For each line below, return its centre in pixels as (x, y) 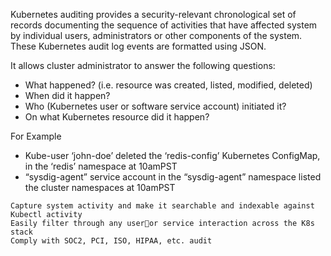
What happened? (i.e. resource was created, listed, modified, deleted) (168, 85)
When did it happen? (67, 95)
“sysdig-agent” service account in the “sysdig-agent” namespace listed (173, 177)
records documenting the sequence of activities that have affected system (164, 25)
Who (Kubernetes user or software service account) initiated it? (155, 106)
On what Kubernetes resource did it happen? (117, 117)
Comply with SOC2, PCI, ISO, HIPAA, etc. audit (111, 241)
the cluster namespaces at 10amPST (100, 187)
